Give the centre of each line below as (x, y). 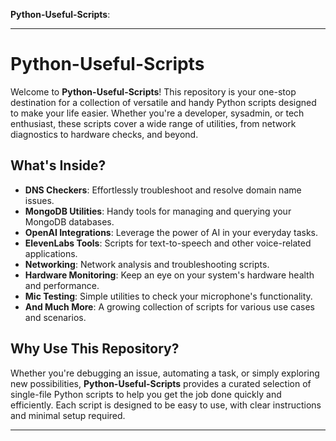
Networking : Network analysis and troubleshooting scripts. (147, 264)
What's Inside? (58, 165)
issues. (39, 200)
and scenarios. (55, 317)
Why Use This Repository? (95, 349)
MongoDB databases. (69, 221)
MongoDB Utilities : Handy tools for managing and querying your (158, 211)
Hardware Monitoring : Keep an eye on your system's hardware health (169, 275)
